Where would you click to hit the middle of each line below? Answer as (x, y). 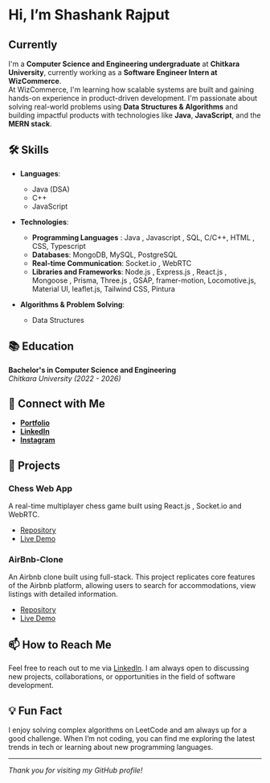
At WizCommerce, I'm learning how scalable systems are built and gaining (131, 89)
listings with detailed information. (63, 594)
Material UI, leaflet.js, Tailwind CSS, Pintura (103, 288)
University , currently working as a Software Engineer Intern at (113, 72)
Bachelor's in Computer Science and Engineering (92, 370)
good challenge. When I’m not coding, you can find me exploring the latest (132, 739)
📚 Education (41, 347)
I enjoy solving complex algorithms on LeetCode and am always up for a (128, 730)
